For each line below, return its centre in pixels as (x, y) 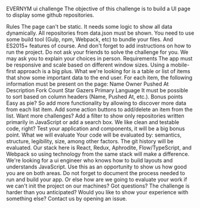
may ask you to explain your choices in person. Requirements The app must (99, 58)
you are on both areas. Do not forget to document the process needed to (96, 173)
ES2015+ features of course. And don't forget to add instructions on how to (99, 46)
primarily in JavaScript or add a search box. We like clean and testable (93, 122)
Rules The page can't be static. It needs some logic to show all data (89, 27)
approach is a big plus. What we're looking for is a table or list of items (104, 71)
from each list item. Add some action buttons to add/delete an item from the (99, 109)
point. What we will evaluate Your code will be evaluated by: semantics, (94, 135)
